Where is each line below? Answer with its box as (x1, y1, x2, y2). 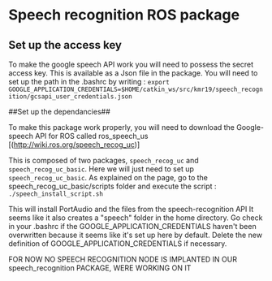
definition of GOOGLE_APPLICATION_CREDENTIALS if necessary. (8, 239, 227, 249)
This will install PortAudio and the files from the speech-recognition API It (8, 205, 254, 214)
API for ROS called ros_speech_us (35, 132, 149, 140)
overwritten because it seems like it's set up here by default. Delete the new (8, 230, 262, 240)
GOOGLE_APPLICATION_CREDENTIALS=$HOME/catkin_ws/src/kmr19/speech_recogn (8, 85, 264, 93)
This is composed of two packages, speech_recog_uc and (8, 156, 199, 165)
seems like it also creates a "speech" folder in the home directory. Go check (8, 213, 263, 223)
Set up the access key (8, 38, 122, 52)
